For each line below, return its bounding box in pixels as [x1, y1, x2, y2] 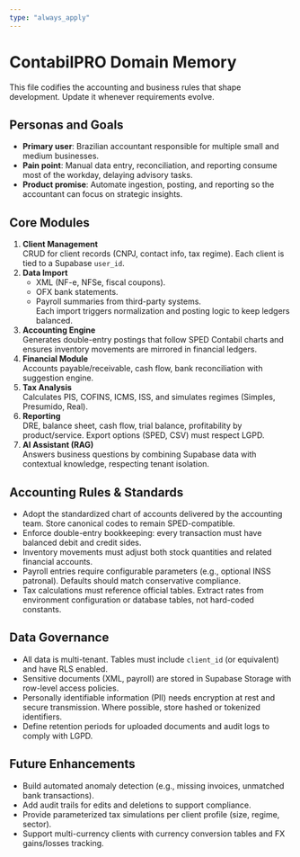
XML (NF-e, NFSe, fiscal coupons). [35, 277, 166, 288]
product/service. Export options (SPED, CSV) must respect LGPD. [22, 430, 265, 441]
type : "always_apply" [9, 13, 91, 22]
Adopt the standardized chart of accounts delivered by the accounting [22, 509, 283, 519]
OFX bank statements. [35, 287, 119, 298]
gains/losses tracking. [22, 837, 105, 848]
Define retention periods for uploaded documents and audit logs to [22, 720, 270, 731]
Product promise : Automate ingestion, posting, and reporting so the [22, 179, 275, 190]
